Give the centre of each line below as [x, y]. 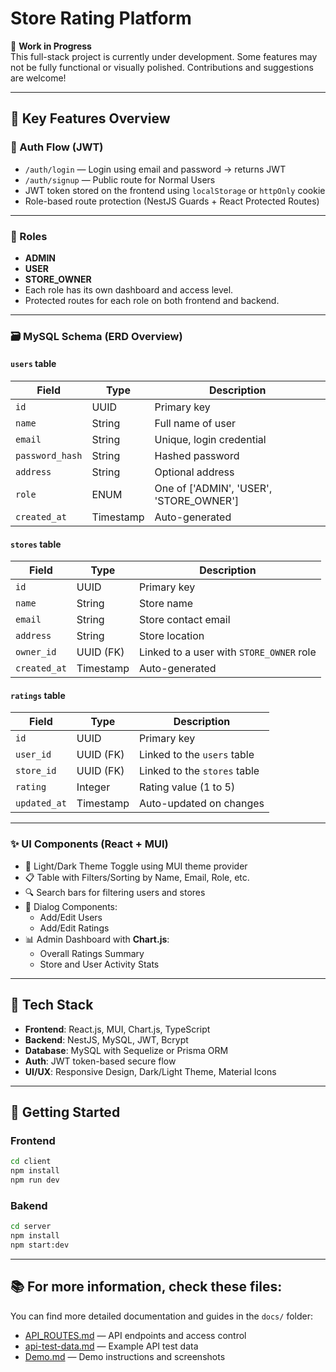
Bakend [29, 1205]
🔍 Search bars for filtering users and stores [115, 892]
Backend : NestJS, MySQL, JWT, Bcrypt [106, 1039]
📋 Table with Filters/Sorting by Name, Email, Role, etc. [137, 877]
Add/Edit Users [71, 917]
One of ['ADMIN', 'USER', [213, 489]
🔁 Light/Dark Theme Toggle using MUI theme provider [136, 866]
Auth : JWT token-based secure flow [100, 1061]
